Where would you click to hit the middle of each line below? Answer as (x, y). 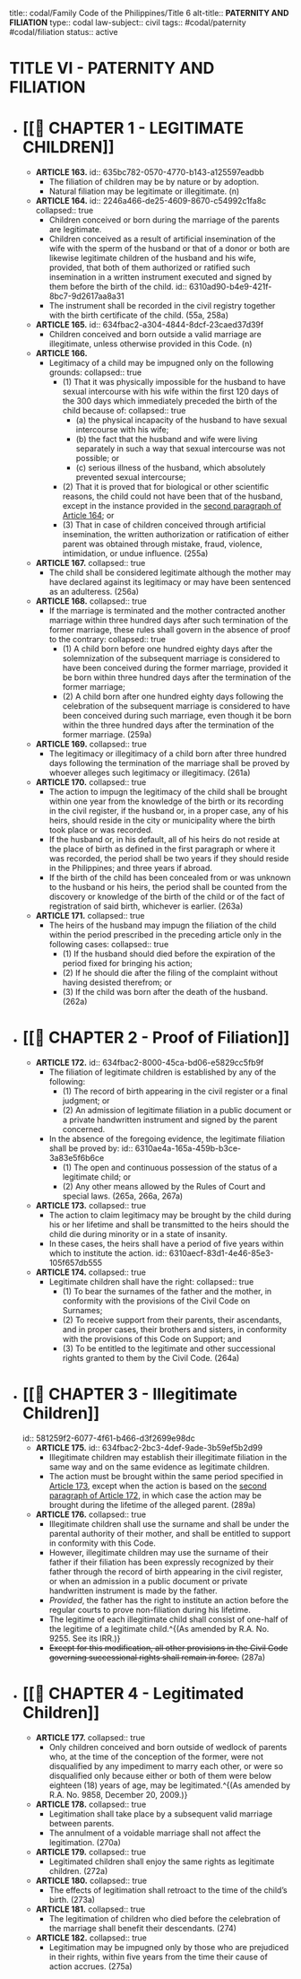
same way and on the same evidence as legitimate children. (159, 1467)
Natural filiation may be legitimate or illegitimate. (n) (144, 191)
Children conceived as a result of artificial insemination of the (162, 239)
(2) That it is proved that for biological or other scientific (166, 487)
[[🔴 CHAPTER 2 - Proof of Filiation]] (156, 1037)
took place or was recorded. (101, 830)
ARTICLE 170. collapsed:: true (91, 782)
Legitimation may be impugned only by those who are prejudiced (169, 1947)
